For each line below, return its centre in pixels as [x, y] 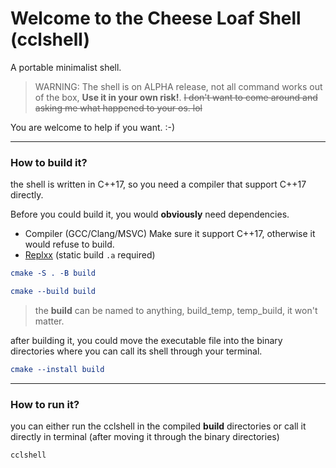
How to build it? [49, 162]
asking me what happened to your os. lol [118, 108]
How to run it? [45, 404]
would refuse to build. [69, 244]
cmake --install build [57, 369]
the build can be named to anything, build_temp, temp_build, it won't [176, 310]
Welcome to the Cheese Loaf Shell [156, 18]
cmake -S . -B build [53, 273]
